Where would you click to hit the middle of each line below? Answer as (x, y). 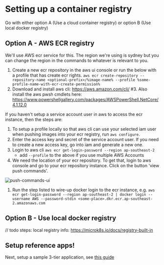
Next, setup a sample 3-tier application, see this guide (60, 257)
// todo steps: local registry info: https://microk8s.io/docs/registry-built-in (79, 230)
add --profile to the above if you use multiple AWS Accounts (82, 155)
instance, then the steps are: (34, 119)
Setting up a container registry (69, 9)
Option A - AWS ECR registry (50, 44)
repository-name (29, 80)
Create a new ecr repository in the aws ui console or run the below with (84, 70)
